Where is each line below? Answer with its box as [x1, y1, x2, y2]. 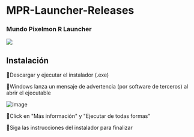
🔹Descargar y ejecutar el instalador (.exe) [6, 71, 109, 78]
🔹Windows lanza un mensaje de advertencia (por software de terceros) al [6, 83, 189, 90]
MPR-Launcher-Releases [6, 4, 135, 17]
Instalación [6, 55, 49, 66]
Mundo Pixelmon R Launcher [6, 25, 92, 34]
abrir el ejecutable [6, 89, 51, 96]
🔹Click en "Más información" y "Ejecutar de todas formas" [6, 112, 151, 120]
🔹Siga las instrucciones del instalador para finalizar [6, 124, 133, 132]
